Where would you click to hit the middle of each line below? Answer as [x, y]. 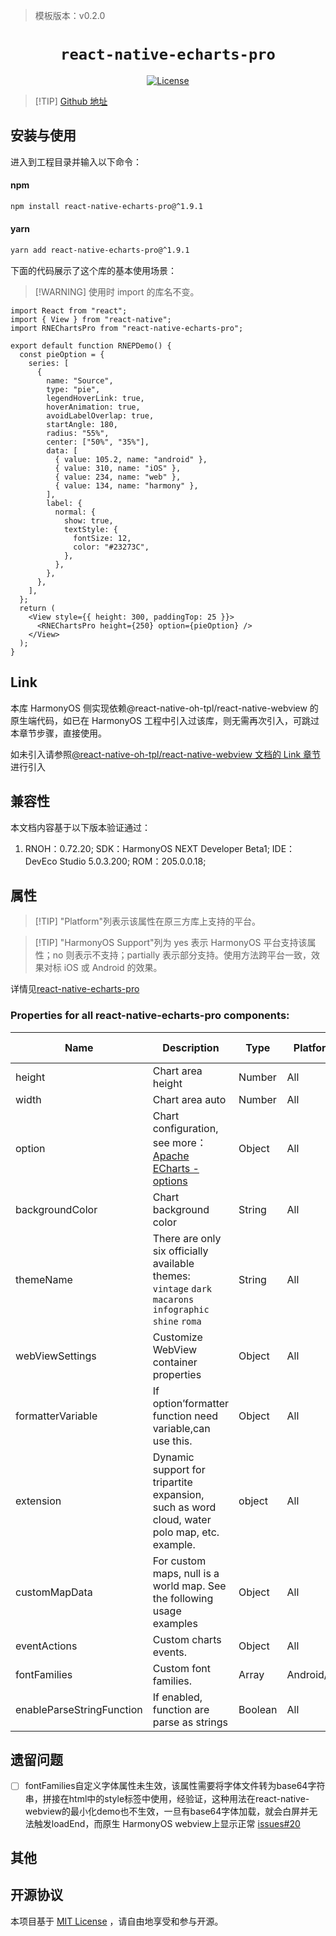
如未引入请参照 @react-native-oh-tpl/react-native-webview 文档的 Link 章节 [166, 754]
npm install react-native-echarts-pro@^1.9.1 [106, 206]
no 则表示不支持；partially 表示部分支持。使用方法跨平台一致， [182, 955]
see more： [179, 1142]
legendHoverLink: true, [95, 398]
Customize [177, 1337]
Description [191, 1047]
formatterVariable [56, 1416]
